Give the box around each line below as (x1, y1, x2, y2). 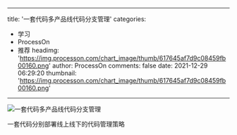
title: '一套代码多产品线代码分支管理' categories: (7, 15, 147, 23)
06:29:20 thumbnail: (17, 69, 77, 77)
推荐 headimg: (17, 46, 60, 54)
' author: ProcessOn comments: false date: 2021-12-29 (48, 61, 208, 70)
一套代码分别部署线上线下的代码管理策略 (7, 120, 125, 128)
